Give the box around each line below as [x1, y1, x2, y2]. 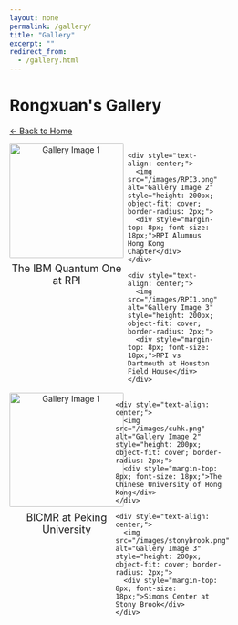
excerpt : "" [9, 38, 55, 48]
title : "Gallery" [9, 30, 76, 39]
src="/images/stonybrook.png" [115, 535, 231, 545]
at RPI [52, 273, 81, 287]
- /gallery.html [17, 56, 79, 65]
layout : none [9, 13, 59, 23]
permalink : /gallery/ [9, 22, 92, 31]
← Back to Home [9, 125, 73, 136]
